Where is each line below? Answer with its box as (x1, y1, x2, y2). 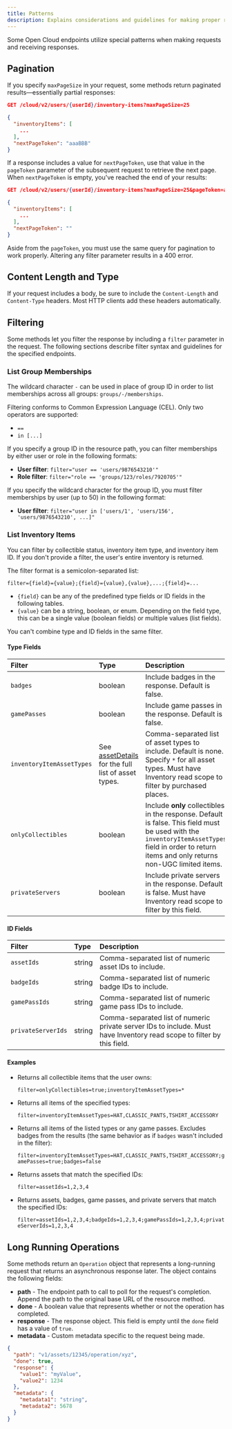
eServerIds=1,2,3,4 (17, 1223, 74, 1230)
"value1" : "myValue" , (19, 1370, 81, 1377)
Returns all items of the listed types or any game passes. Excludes (17, 1124, 206, 1132)
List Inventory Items (7, 530, 76, 540)
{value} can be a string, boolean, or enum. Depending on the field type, (17, 607, 222, 615)
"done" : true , (13, 1357, 54, 1365)
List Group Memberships (7, 367, 92, 377)
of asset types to (145, 738, 200, 747)
